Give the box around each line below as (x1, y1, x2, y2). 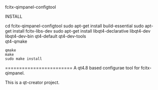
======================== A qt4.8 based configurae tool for (5, 65, 140, 71)
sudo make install (5, 56, 42, 61)
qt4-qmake (5, 38, 28, 44)
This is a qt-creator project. (5, 80, 60, 85)
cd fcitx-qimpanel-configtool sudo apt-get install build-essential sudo (5, 23, 144, 29)
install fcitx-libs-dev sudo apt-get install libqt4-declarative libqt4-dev (13, 28, 151, 34)
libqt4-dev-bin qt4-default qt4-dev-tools (5, 34, 86, 39)
